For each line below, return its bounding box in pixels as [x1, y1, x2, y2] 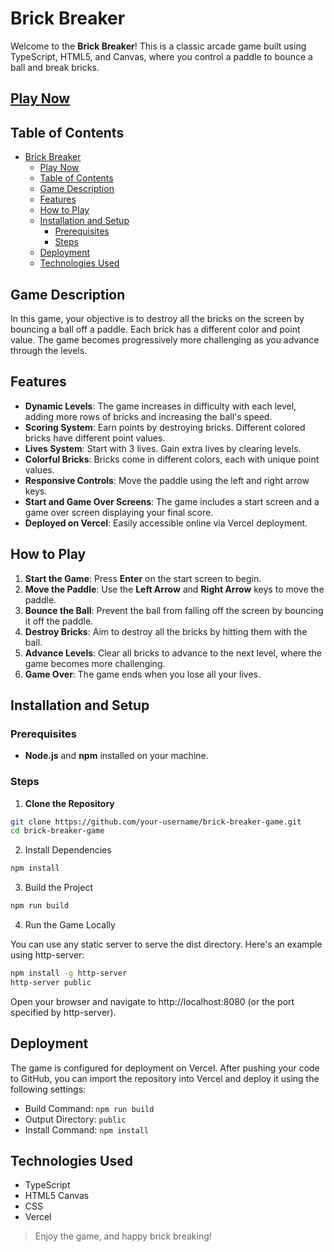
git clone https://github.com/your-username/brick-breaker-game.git [10, 817, 302, 827]
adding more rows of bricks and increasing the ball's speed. [24, 410, 273, 422]
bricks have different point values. [24, 432, 166, 444]
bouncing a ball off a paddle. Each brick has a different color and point [10, 323, 301, 335]
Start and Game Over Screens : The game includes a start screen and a [24, 495, 320, 507]
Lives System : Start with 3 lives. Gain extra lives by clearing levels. [24, 442, 302, 454]
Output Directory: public [24, 1113, 127, 1125]
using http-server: [10, 949, 85, 961]
